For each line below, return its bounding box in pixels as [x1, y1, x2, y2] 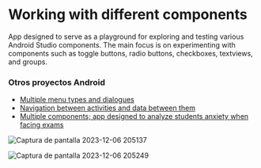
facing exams [19, 120, 64, 130]
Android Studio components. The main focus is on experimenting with [8, 40, 236, 49]
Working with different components [8, 6, 248, 24]
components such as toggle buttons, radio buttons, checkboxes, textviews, [8, 48, 253, 58]
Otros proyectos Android [8, 77, 105, 88]
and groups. [8, 57, 47, 67]
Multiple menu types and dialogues [19, 95, 134, 105]
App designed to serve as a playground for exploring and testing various [8, 32, 244, 41]
